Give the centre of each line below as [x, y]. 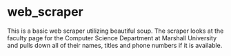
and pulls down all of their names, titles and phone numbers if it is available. [115, 45]
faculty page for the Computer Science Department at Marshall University [112, 38]
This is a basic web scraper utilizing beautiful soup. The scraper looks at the [115, 31]
